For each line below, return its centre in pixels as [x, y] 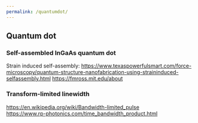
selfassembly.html [28, 79]
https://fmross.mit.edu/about [87, 79]
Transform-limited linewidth [48, 94]
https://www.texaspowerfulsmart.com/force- [136, 66]
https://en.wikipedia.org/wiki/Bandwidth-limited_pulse [73, 107]
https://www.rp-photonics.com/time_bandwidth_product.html [82, 113]
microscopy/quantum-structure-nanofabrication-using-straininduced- [92, 72]
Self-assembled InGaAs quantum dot [61, 53]
